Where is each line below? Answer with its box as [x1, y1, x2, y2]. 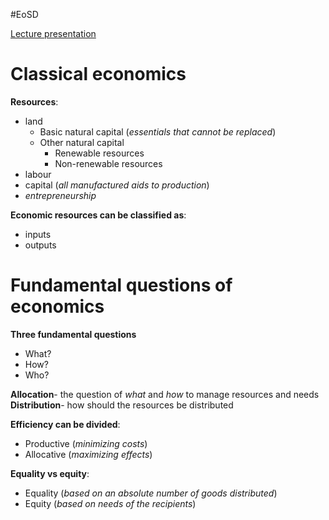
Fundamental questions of [10, 274, 233, 297]
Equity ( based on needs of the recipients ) [24, 497, 197, 509]
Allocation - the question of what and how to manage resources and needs [10, 388, 320, 400]
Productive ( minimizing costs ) [24, 437, 148, 449]
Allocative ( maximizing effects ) [24, 448, 153, 460]
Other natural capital [39, 136, 125, 148]
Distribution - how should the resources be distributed [10, 399, 234, 411]
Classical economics [10, 63, 187, 86]
